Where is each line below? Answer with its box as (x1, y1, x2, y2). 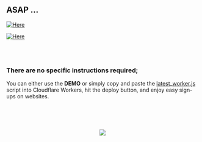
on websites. (17, 93, 49, 100)
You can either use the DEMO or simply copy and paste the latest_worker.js (6, 80, 196, 87)
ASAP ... (6, 5, 39, 15)
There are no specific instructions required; (6, 66, 139, 75)
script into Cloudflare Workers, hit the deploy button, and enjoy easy (6, 86, 178, 93)
